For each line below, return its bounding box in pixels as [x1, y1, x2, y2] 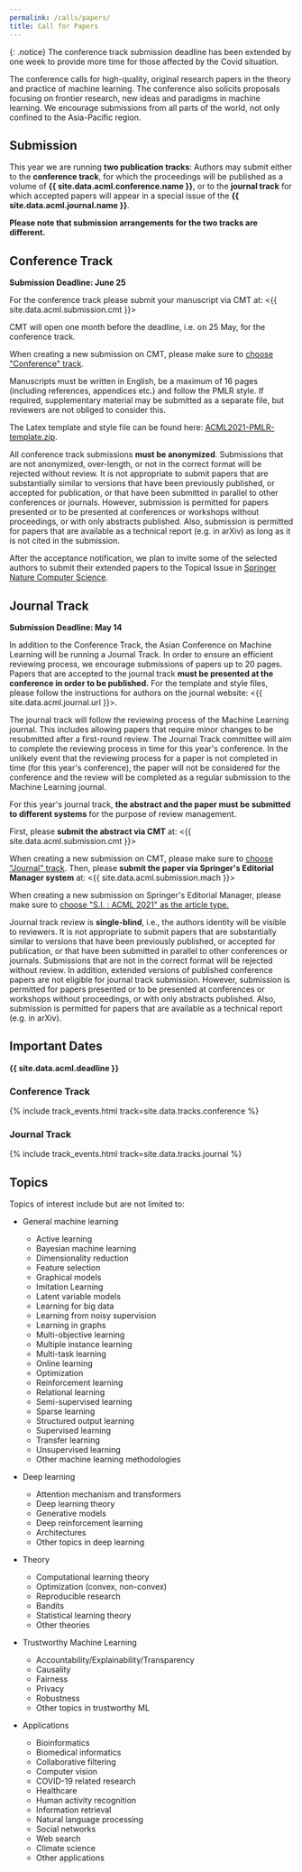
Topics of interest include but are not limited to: [9, 1198, 185, 1209]
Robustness [35, 1693, 80, 1704]
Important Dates [9, 1039, 103, 1054]
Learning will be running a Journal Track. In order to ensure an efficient [9, 648, 274, 659]
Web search [35, 1833, 81, 1844]
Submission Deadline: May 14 [9, 621, 123, 632]
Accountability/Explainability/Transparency [35, 1655, 196, 1666]
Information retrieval [35, 1804, 112, 1815]
